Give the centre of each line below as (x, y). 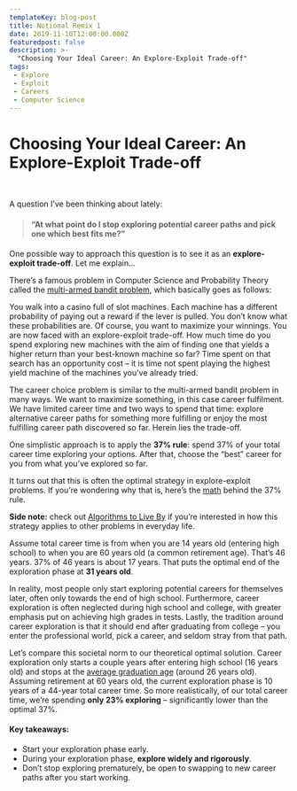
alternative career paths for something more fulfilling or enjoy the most (138, 418)
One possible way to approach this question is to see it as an (120, 253)
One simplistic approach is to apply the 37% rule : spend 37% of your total (145, 445)
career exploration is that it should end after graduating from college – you (145, 626)
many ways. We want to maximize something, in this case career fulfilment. (147, 399)
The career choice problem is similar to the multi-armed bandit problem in (144, 390)
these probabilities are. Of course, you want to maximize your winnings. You (148, 325)
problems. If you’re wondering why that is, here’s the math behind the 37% (145, 490)
